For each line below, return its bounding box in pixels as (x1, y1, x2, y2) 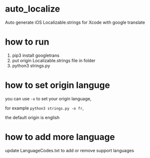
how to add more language (5, 132, 115, 142)
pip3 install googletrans (12, 52, 60, 58)
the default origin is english (5, 114, 60, 120)
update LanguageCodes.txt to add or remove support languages (5, 147, 134, 153)
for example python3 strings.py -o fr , (5, 105, 84, 111)
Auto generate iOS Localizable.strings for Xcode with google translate (5, 19, 145, 25)
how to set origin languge (5, 80, 111, 91)
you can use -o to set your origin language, (5, 95, 92, 101)
